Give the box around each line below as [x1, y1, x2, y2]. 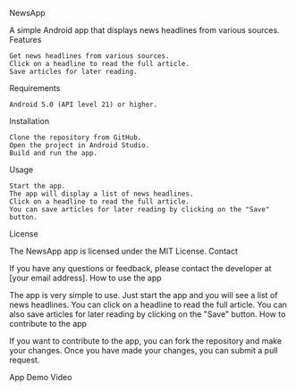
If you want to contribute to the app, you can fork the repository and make [9, 336, 283, 346]
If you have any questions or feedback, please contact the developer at [9, 263, 272, 273]
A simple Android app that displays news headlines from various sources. [9, 25, 280, 35]
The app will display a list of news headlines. [9, 189, 194, 198]
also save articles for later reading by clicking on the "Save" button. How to [9, 309, 286, 320]
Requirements [9, 83, 61, 93]
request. [9, 354, 40, 365]
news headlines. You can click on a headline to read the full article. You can [9, 299, 288, 310]
